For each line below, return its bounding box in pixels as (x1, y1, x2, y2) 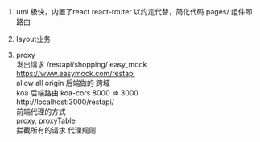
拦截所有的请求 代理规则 (15, 125, 97, 135)
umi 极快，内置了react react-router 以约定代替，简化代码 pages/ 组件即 (15, 7, 253, 16)
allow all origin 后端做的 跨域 (15, 79, 110, 87)
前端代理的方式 (15, 107, 66, 116)
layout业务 (15, 34, 51, 43)
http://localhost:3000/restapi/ (15, 97, 115, 107)
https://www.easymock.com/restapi (15, 69, 135, 78)
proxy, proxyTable (15, 116, 76, 125)
